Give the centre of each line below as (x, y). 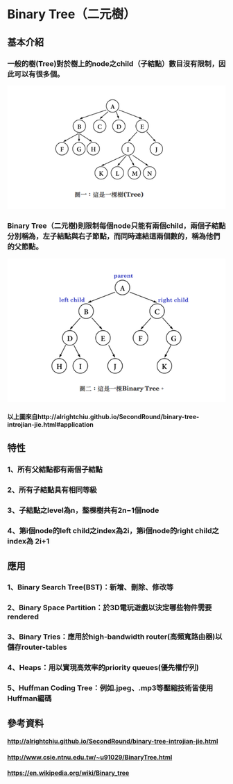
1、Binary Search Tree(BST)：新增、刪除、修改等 (90, 587)
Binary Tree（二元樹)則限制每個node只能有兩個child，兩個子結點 (116, 226)
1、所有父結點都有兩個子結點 (55, 470)
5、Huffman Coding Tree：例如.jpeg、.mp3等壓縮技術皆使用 (110, 688)
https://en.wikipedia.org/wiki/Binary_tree (68, 773)
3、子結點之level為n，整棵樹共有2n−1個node (83, 510)
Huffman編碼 (29, 699)
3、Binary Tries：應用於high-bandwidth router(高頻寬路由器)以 (115, 637)
